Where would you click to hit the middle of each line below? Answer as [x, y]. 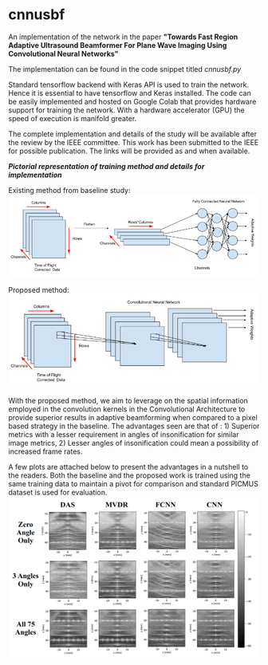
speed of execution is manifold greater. [73, 118]
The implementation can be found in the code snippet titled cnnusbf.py [125, 69]
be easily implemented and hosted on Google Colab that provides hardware [132, 101]
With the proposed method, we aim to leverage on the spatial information [128, 401]
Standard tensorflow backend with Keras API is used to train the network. [129, 85]
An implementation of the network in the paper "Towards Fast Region [123, 37]
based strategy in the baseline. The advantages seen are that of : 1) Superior [134, 426]
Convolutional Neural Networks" [63, 53]
